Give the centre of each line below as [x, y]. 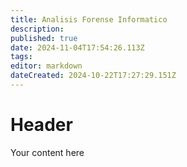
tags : [21, 57]
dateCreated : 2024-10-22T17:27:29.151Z [93, 76]
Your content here [47, 152]
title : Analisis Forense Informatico [89, 19]
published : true [44, 38]
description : [37, 29]
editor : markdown [46, 66]
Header [41, 125]
